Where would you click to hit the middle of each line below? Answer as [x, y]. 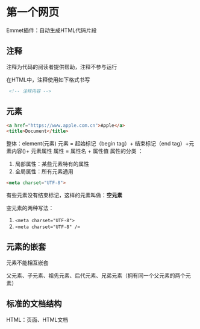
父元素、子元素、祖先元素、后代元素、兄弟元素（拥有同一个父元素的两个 [96, 275]
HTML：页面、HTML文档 [37, 319]
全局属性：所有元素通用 [44, 171]
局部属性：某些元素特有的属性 [52, 164]
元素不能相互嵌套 [27, 263]
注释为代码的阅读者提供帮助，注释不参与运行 [62, 66]
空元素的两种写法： [30, 208]
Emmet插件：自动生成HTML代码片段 [52, 30]
